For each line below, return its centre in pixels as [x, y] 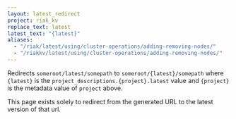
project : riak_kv [33, 20]
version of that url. [34, 109]
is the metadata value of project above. [65, 88]
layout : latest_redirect [44, 14]
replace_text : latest [39, 27]
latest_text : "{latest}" [44, 33]
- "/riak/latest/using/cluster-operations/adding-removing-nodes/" [115, 46]
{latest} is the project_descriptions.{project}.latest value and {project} [118, 80]
